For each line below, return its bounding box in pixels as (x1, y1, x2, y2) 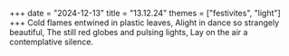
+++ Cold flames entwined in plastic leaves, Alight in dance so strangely (9, 17, 280, 28)
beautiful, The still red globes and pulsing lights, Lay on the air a (9, 27, 248, 37)
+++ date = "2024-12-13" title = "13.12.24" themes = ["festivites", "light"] (9, 8, 281, 18)
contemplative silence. (9, 36, 93, 47)
